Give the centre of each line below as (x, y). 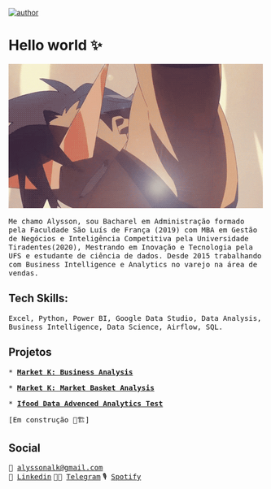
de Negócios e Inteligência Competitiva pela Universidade (129, 238)
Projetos (30, 352)
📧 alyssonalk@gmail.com (56, 468)
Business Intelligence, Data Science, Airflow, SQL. (116, 327)
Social (24, 448)
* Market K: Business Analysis (71, 372)
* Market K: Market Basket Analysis (81, 387)
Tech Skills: (39, 299)
